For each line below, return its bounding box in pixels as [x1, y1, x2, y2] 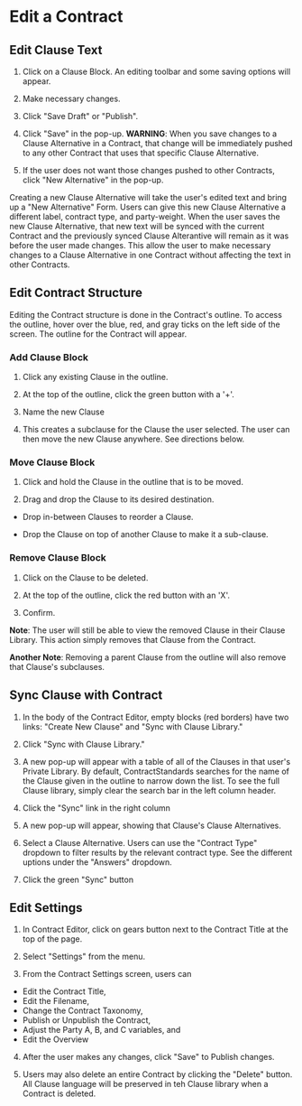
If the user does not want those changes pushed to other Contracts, [22, 165, 275, 175]
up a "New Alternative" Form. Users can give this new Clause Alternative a [9, 201, 287, 212]
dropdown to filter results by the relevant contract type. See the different [22, 847, 293, 858]
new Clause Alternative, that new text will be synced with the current [9, 221, 265, 231]
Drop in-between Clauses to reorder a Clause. [22, 512, 194, 523]
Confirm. [22, 607, 56, 618]
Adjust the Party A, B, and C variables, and [22, 1025, 181, 1036]
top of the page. [22, 934, 83, 944]
